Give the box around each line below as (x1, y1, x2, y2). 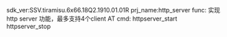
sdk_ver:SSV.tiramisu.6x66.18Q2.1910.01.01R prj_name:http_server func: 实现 (6, 6, 220, 14)
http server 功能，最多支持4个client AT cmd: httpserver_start (6, 14, 178, 23)
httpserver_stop (6, 23, 51, 30)
